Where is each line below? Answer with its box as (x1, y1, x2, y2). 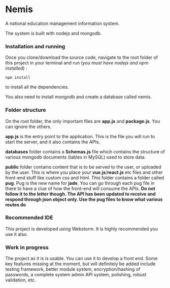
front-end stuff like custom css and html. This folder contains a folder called (5, 174, 164, 181)
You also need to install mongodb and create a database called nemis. (5, 94, 152, 100)
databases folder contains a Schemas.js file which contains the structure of (5, 148, 165, 154)
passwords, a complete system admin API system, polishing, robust (5, 272, 147, 278)
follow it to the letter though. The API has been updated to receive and (5, 190, 156, 197)
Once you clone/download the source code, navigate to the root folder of (5, 54, 158, 60)
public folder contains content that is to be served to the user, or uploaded (5, 164, 161, 170)
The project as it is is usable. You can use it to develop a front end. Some (5, 255, 158, 262)
